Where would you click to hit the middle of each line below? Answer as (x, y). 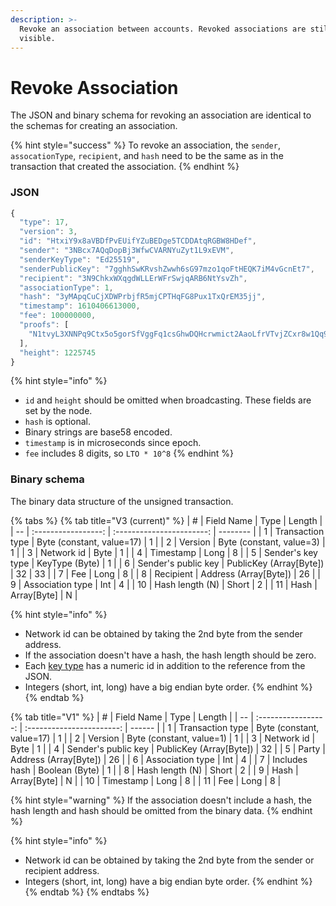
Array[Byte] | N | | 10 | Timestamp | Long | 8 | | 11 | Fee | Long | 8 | (146, 780)
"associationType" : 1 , (66, 287)
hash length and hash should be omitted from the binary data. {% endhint (161, 810)
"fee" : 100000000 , (58, 316)
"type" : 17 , (44, 222)
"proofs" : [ (44, 325)
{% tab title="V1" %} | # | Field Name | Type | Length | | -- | (132, 717)
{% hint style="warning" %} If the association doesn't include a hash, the (161, 800)
